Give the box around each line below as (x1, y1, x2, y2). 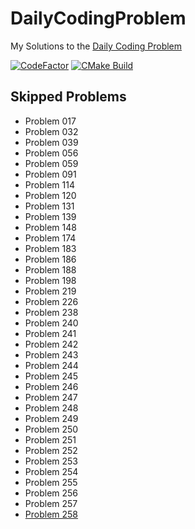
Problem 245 (24, 370, 79, 382)
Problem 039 (24, 136, 79, 148)
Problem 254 (24, 465, 79, 477)
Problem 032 (24, 125, 79, 137)
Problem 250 (24, 423, 79, 435)
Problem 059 (24, 157, 79, 169)
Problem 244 (24, 359, 79, 371)
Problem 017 (24, 115, 77, 127)
